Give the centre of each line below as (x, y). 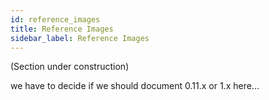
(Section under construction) (70, 67)
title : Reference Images (62, 29)
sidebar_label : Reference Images (80, 38)
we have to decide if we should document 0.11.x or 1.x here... (135, 86)
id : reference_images (55, 19)
